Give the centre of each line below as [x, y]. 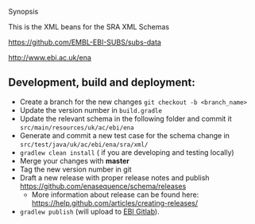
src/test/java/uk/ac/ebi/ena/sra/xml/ [84, 145]
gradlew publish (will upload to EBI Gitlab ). [90, 211]
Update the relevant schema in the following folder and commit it [126, 118]
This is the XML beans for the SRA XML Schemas [89, 27]
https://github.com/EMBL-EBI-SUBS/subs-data [85, 42]
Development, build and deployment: [102, 83]
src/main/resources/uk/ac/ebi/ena [77, 127]
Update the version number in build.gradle [91, 110]
